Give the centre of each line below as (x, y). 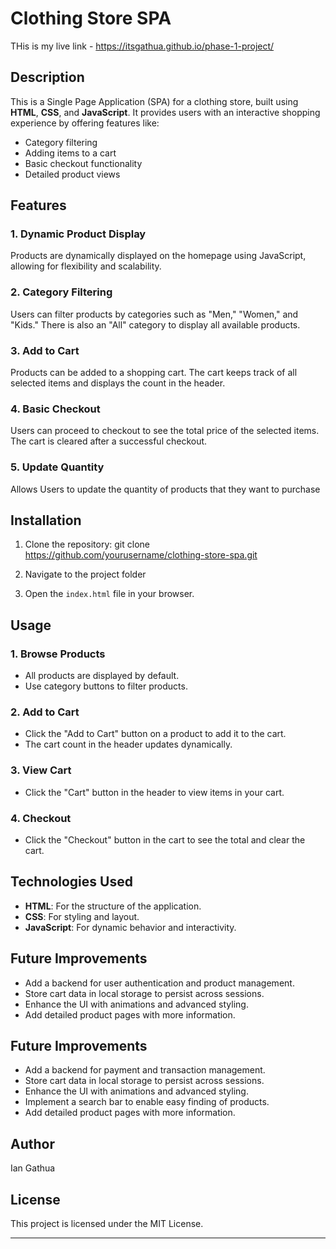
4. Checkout (41, 818)
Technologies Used (71, 882)
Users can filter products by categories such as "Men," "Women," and (154, 314)
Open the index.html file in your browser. (109, 594)
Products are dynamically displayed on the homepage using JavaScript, (158, 256)
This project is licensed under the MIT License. (107, 1224)
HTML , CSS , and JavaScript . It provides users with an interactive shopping (165, 112)
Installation (46, 520)
